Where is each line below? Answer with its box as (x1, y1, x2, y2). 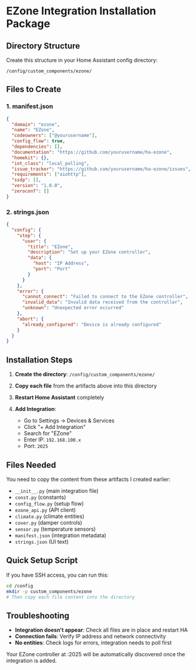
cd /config (6, 583, 33, 589)
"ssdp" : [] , (11, 177, 42, 183)
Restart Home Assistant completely (14, 394, 105, 401)
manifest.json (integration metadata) (14, 531, 106, 539)
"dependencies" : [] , (11, 144, 63, 150)
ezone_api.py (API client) (14, 506, 76, 513)
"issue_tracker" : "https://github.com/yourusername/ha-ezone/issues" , (11, 166, 191, 172)
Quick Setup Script (6, 555, 78, 566)
